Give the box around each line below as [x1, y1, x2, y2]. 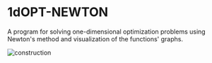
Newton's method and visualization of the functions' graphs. [7, 34, 184, 43]
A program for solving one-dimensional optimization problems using [7, 27, 206, 36]
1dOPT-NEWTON [7, 4, 108, 20]
